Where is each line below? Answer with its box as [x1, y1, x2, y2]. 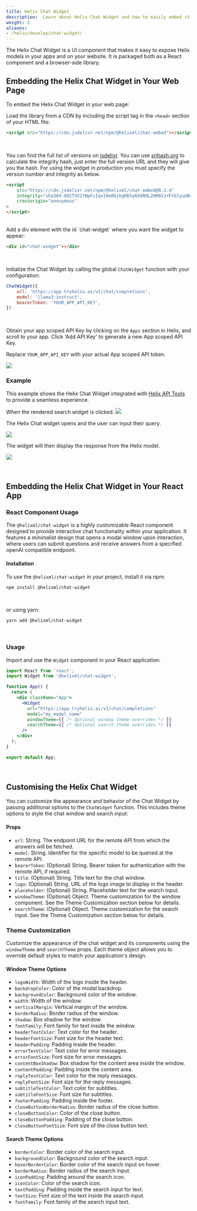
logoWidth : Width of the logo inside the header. [14, 978, 128, 985]
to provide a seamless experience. [6, 396, 89, 403]
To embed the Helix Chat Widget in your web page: [6, 100, 130, 107]
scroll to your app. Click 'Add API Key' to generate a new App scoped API [6, 333, 183, 341]
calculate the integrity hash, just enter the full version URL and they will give [6, 158, 189, 165]
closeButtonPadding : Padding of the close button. [14, 1116, 134, 1123]
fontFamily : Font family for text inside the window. [14, 1022, 136, 1030]
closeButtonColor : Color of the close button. [14, 1109, 122, 1116]
